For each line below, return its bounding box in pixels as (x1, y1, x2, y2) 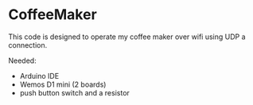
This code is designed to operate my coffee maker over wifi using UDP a (8, 32, 246, 41)
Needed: (8, 56, 37, 65)
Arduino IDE (19, 71, 60, 80)
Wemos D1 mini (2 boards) (19, 80, 107, 89)
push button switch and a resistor (19, 87, 130, 97)
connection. (8, 40, 48, 49)
